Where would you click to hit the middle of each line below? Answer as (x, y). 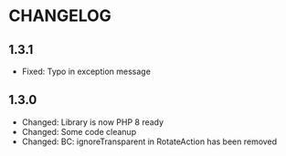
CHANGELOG (60, 16)
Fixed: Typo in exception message (86, 71)
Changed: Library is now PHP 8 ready (93, 122)
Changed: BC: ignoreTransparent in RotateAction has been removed (149, 141)
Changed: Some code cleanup (79, 131)
